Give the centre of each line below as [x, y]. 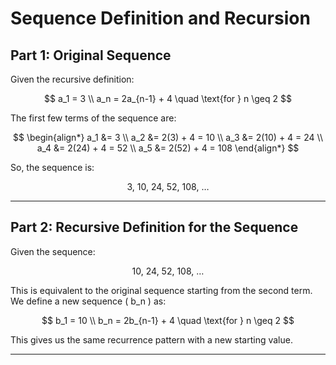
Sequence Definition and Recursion [160, 18]
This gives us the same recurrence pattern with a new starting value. [151, 339]
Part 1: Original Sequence [91, 55]
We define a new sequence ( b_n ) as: [88, 301]
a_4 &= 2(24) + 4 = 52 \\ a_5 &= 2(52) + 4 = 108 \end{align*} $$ [168, 148]
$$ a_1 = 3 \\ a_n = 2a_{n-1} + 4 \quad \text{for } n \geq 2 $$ [168, 98]
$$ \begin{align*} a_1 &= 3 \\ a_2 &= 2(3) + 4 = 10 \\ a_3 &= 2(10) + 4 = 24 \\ [167, 137]
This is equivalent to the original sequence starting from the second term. [161, 290]
